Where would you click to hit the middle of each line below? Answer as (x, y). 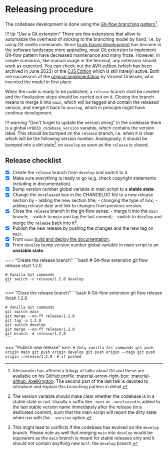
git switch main (22, 312)
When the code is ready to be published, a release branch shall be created (82, 91)
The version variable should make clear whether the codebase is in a (83, 396)
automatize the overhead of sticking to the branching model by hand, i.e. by (83, 39)
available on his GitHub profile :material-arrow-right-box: (71, 376)
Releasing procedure (49, 9)
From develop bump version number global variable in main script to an (85, 245)
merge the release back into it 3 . (45, 223)
